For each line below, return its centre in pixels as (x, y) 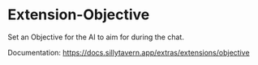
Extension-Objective (79, 15)
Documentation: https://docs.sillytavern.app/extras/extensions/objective (129, 52)
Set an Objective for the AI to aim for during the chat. (96, 37)
